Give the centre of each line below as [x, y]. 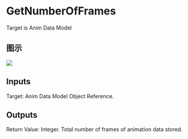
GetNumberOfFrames [61, 11]
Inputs [19, 82]
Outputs [22, 115]
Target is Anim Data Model [39, 28]
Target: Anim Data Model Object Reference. [60, 96]
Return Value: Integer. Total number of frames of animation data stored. [95, 129]
